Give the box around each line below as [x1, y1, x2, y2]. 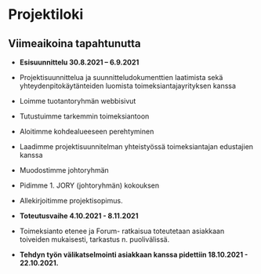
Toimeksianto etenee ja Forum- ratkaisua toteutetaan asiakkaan [19, 226, 225, 236]
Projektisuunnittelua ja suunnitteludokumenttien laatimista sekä [19, 73, 223, 82]
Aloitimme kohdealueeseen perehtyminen [19, 127, 154, 136]
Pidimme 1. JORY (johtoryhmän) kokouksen [19, 181, 160, 190]
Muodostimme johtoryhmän [19, 166, 110, 174]
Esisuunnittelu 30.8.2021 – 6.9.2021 [19, 57, 140, 67]
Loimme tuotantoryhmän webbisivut [19, 97, 136, 105]
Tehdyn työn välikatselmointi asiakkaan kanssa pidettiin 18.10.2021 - [19, 250, 248, 259]
